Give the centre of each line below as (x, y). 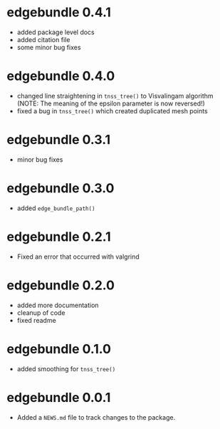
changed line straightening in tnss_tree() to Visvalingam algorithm (115, 95)
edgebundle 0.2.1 (59, 237)
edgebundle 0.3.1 (59, 140)
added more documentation (58, 305)
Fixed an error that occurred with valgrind (78, 257)
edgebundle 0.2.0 (61, 285)
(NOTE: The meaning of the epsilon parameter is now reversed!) (111, 103)
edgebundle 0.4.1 (59, 12)
